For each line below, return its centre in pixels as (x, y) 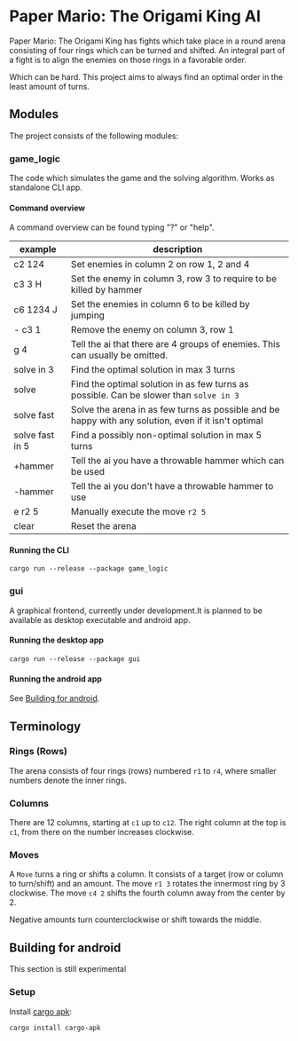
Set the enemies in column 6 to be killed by (160, 304)
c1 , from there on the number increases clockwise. (102, 832)
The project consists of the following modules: (94, 136)
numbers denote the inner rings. (68, 780)
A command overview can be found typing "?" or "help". (112, 227)
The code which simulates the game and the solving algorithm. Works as (142, 178)
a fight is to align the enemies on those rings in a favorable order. (128, 59)
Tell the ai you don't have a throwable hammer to (172, 486)
